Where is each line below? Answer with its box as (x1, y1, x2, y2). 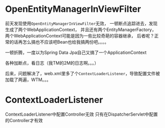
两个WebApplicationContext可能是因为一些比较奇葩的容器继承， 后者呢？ (5, 33, 155, 39)
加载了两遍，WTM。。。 (5, 77, 51, 83)
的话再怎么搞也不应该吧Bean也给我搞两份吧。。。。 (9, 39, 109, 45)
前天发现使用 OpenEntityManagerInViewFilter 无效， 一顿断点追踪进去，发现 (5, 20, 158, 26)
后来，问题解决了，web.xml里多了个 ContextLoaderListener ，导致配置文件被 (5, 70, 160, 76)
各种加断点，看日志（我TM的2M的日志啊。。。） (5, 60, 99, 66)
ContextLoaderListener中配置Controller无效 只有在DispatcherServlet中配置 (5, 111, 158, 117)
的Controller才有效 (5, 117, 43, 123)
